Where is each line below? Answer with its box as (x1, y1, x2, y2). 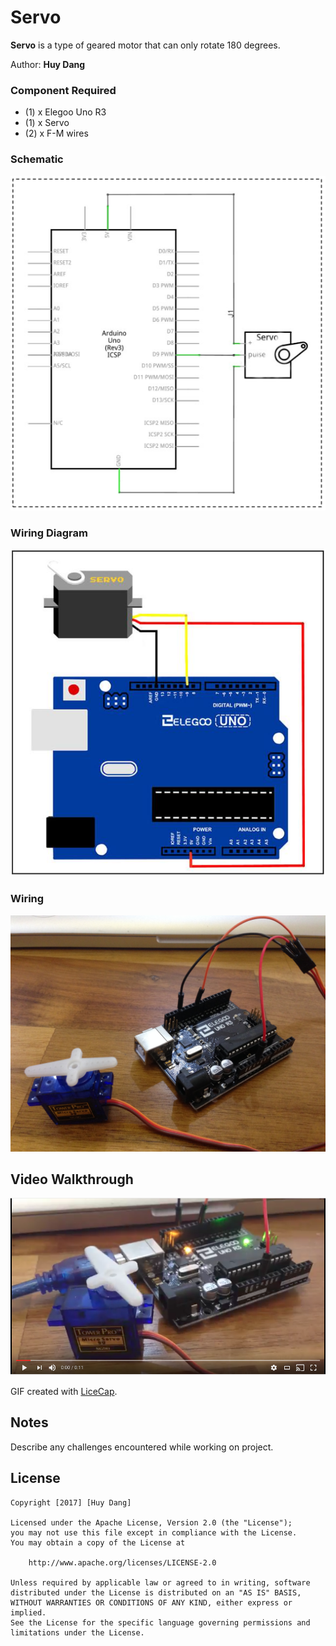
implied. (10, 1607, 47, 1618)
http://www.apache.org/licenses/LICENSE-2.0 (28, 1557, 217, 1568)
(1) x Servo (24, 117, 70, 129)
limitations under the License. (10, 1627, 145, 1638)
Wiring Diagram (10, 526, 88, 540)
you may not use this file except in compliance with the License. (10, 1527, 298, 1538)
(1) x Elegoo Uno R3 (24, 106, 107, 118)
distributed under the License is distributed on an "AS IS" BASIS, (10, 1587, 302, 1598)
